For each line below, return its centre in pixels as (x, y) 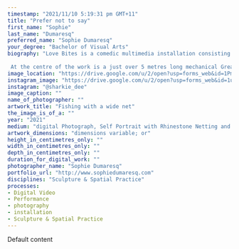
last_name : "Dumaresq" (41, 34)
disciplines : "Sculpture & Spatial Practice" (76, 179)
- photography (28, 206)
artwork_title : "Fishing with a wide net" (71, 107)
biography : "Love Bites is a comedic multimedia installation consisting (119, 54)
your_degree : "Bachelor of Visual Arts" (68, 47)
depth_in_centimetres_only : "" (54, 153)
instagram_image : (33, 80)
